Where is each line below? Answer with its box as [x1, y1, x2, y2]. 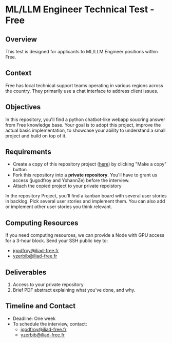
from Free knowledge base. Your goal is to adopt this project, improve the [5, 122, 161, 128]
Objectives [5, 103, 41, 111]
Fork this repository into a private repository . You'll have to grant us [12, 172, 158, 178]
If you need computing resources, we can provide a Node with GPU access [5, 232, 165, 238]
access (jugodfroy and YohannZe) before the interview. [12, 177, 130, 184]
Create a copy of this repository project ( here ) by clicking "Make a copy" [12, 161, 167, 167]
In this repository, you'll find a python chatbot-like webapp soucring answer [5, 116, 165, 123]
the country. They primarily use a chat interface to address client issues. [5, 88, 159, 94]
